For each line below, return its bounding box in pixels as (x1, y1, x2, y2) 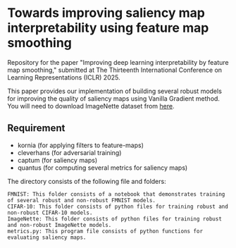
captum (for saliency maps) (17, 156, 98, 164)
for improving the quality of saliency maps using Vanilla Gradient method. (7, 94, 221, 103)
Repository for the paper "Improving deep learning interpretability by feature (7, 58, 229, 66)
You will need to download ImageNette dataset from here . (7, 101, 175, 110)
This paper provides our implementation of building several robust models (7, 87, 222, 95)
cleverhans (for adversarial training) (17, 148, 122, 156)
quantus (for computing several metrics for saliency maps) (17, 163, 188, 172)
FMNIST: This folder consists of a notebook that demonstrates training (7, 190, 225, 198)
